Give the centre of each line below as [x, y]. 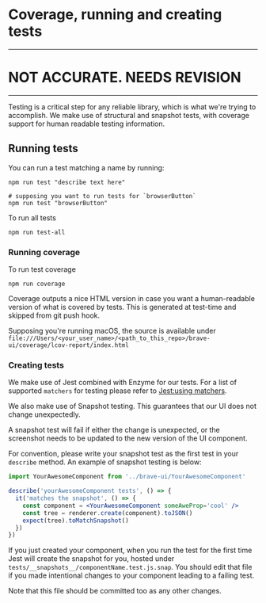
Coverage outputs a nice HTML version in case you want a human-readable [132, 298]
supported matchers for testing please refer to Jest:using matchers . [118, 391]
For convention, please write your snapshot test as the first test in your [123, 454]
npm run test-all [37, 232]
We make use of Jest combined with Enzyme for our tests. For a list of [123, 383]
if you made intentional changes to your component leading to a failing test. [131, 575]
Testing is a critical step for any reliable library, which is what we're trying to [132, 107]
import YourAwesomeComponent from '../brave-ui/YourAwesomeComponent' [127, 477]
